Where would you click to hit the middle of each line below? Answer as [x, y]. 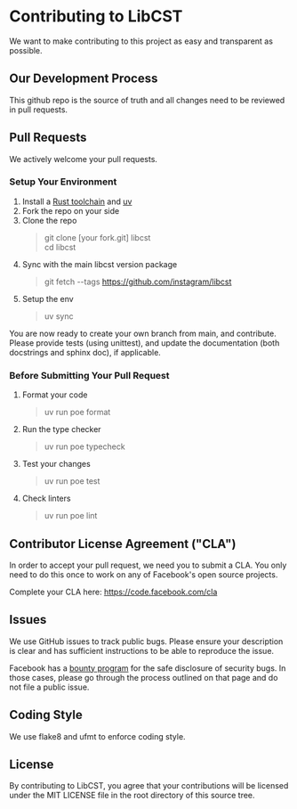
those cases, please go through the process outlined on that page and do [144, 677]
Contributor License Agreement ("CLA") [123, 544]
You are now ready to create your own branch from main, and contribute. [143, 333]
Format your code [55, 395]
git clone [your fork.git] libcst [97, 237]
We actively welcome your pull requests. [84, 159]
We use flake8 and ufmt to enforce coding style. [97, 736]
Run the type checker [61, 429]
